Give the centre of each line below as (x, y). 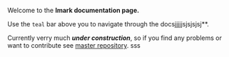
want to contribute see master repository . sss (74, 45)
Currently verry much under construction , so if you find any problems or (115, 38)
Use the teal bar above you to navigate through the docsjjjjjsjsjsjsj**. (108, 24)
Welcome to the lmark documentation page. (73, 10)
